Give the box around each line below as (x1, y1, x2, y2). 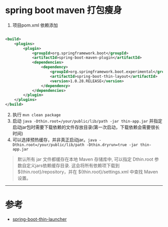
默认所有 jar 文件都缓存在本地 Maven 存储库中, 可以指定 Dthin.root (17, 156, 153, 162)
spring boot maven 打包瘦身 (5, 5, 122, 16)
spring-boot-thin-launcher (12, 216, 67, 222)
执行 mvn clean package (12, 111, 61, 118)
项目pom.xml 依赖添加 (12, 22, 58, 28)
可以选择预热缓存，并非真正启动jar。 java (12, 137, 97, 143)
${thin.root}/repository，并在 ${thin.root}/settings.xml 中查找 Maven (17, 169, 158, 175)
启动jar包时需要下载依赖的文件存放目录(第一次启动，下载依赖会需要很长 (12, 124, 160, 131)
